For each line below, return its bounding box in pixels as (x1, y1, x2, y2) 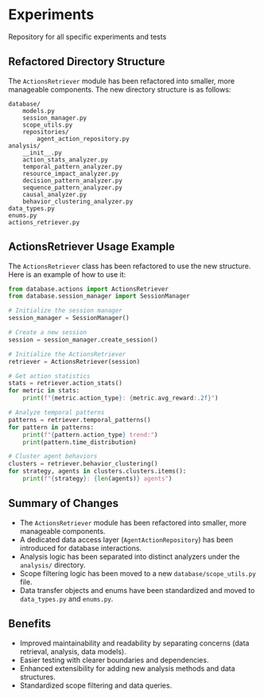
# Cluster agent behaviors (8, 452, 98, 461)
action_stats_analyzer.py (22, 155, 109, 164)
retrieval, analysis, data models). (19, 646, 126, 656)
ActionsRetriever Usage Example (8, 240, 175, 254)
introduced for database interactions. (19, 543, 142, 552)
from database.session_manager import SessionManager (8, 292, 191, 300)
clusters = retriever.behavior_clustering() (8, 460, 158, 468)
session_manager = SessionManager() (8, 314, 130, 322)
